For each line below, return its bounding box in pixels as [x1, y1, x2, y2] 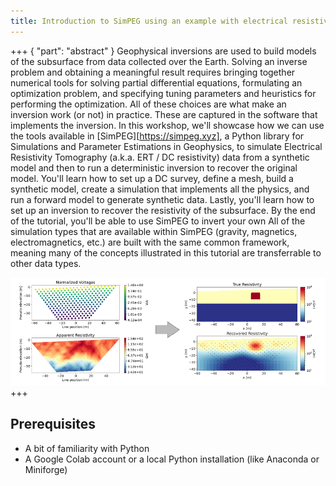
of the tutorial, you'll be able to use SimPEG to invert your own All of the [10, 215, 306, 227]
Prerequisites [10, 416, 96, 433]
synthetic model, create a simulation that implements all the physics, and [10, 183, 310, 195]
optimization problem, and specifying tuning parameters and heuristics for [10, 87, 317, 99]
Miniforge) [24, 463, 68, 475]
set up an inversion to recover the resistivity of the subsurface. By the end [10, 204, 316, 216]
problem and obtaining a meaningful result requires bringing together [10, 66, 296, 78]
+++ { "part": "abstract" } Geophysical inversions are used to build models [10, 45, 317, 57]
